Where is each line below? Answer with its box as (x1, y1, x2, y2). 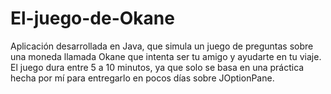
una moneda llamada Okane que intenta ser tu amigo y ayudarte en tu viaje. (10, 50, 322, 62)
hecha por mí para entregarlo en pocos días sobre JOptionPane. (10, 72, 275, 84)
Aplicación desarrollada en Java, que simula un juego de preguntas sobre (10, 40, 314, 52)
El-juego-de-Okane (10, 7, 175, 30)
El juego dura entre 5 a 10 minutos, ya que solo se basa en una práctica (10, 61, 305, 73)
